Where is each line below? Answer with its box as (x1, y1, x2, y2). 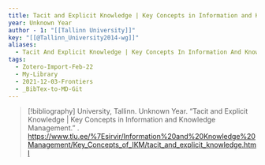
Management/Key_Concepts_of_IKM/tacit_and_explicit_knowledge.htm (27, 140, 256, 150)
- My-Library (15, 70, 58, 78)
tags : (8, 56, 26, 64)
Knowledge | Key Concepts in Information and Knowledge (27, 115, 216, 125)
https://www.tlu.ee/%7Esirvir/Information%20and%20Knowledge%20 (27, 132, 256, 141)
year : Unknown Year (8, 19, 73, 27)
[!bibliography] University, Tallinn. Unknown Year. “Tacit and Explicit (27, 107, 248, 116)
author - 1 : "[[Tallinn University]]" (8, 26, 136, 34)
